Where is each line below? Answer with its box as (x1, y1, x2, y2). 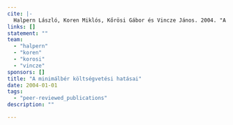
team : (7, 36, 23, 43)
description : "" (7, 101, 54, 108)
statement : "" (7, 29, 49, 37)
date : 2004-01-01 (7, 82, 58, 89)
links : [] (7, 23, 36, 30)
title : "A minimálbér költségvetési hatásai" (7, 75, 142, 82)
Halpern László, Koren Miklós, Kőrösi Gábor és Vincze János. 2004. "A (13, 17, 227, 24)
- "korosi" (13, 56, 45, 63)
